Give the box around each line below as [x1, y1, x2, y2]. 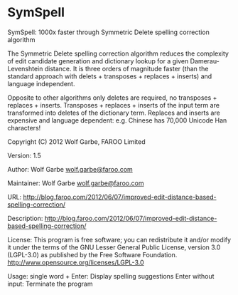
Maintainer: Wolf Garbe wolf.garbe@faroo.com [7, 179, 144, 187]
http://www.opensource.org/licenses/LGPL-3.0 [7, 258, 144, 266]
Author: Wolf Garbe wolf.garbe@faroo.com [7, 165, 133, 173]
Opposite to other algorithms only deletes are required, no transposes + [7, 93, 217, 102]
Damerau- [190, 56, 220, 65]
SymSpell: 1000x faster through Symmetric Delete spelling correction [7, 28, 210, 36]
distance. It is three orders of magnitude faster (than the [44, 64, 209, 73]
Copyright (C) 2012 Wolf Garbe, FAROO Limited [7, 137, 146, 146]
